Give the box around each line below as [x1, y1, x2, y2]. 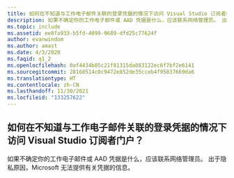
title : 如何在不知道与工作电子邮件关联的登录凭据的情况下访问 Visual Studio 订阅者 [7, 10, 226, 17]
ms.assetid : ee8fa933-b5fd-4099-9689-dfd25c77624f [7, 29, 157, 37]
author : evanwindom [7, 36, 64, 43]
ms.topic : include [7, 23, 61, 30]
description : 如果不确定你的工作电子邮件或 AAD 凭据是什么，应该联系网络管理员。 [7, 17, 219, 24]
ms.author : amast [7, 42, 58, 49]
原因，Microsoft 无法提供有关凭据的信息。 [13, 163, 134, 171]
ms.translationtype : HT [7, 74, 77, 82]
